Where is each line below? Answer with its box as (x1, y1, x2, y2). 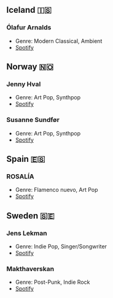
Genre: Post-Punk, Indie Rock (15, 278, 90, 286)
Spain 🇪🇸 (6, 154, 45, 164)
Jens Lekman (6, 229, 47, 237)
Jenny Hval (6, 80, 41, 88)
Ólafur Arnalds (6, 23, 52, 32)
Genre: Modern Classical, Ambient (15, 37, 103, 45)
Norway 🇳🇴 (6, 61, 54, 72)
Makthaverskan (6, 264, 54, 273)
